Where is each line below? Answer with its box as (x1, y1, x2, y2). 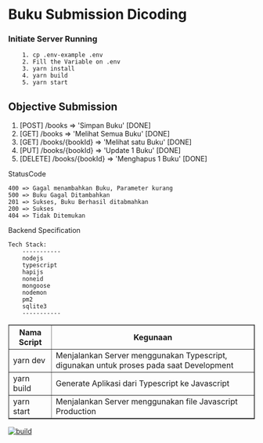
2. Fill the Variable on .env (22, 58, 121, 66)
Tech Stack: (8, 241, 47, 249)
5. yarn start (22, 78, 68, 87)
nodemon (22, 289, 47, 297)
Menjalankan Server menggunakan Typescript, (56, 350, 228, 361)
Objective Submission (8, 100, 118, 113)
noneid (22, 275, 44, 283)
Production (56, 406, 96, 417)
